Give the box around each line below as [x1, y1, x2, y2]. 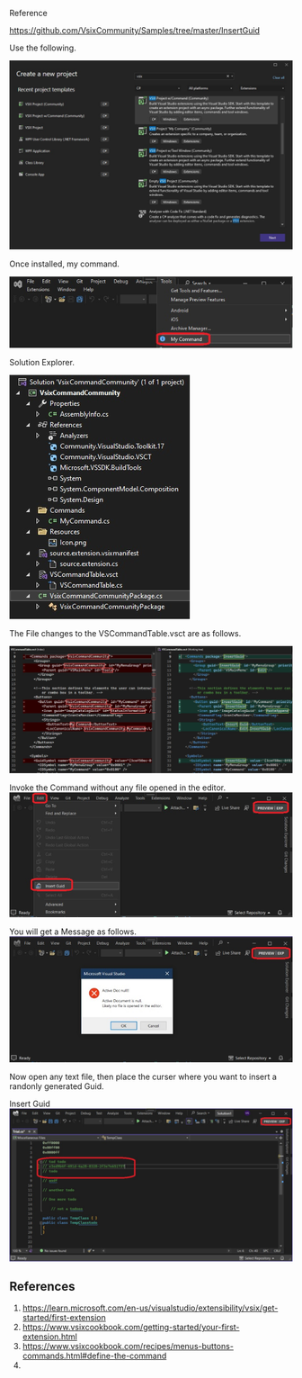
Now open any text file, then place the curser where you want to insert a [9, 1071, 277, 1082]
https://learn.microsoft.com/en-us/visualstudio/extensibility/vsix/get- [22, 1302, 279, 1313]
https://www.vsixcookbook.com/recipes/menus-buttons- [22, 1341, 234, 1352]
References [9, 1278, 75, 1294]
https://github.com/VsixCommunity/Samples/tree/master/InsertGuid [9, 25, 261, 35]
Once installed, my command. [9, 258, 120, 269]
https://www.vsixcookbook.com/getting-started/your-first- [22, 1322, 240, 1333]
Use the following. [9, 42, 76, 53]
